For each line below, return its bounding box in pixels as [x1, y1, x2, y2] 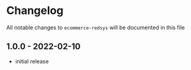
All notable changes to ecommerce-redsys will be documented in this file [6, 24, 185, 31]
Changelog [6, 4, 64, 18]
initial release [15, 57, 49, 65]
